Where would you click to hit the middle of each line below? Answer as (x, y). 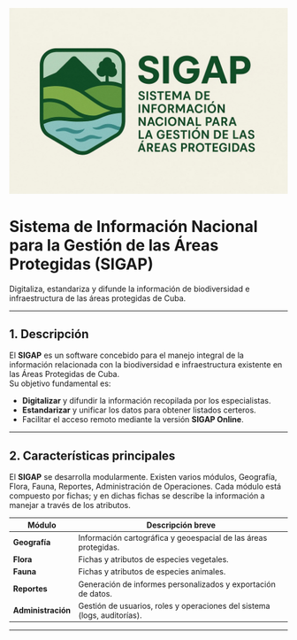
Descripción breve (181, 525)
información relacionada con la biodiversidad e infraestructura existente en (146, 365)
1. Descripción (49, 334)
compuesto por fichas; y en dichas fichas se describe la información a (137, 496)
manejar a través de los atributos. (70, 505)
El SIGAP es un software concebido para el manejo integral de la (127, 355)
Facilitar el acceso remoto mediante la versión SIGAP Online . (133, 420)
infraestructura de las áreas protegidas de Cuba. (98, 298)
